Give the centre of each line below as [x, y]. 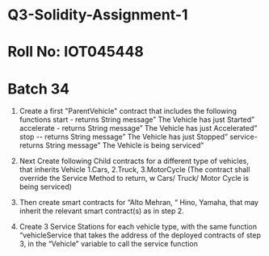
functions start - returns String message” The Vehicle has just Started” [137, 120]
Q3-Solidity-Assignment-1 [98, 15]
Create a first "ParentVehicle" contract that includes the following [128, 111]
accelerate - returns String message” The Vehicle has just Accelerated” [138, 128]
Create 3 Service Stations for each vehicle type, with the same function [138, 227]
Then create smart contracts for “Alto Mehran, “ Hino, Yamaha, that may [139, 203]
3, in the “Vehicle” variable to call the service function [109, 244]
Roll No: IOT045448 [76, 52]
